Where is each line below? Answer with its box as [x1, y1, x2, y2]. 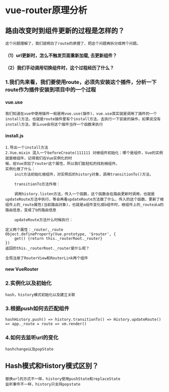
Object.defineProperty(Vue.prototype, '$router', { [5, 231, 116, 237]
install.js [5, 133, 24, 139]
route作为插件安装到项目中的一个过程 [5, 86, 96, 94]
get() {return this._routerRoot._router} [14, 236, 102, 241]
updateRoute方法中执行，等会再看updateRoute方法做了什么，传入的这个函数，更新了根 [5, 197, 164, 202]
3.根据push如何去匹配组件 [5, 305, 70, 312]
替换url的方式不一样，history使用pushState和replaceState [5, 376, 121, 381]
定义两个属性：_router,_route [5, 227, 64, 232]
